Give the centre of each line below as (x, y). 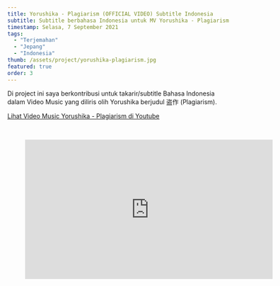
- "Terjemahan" (36, 40)
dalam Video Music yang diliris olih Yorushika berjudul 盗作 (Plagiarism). (112, 102)
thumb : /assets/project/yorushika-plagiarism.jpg (82, 60)
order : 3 (20, 73)
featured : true (30, 67)
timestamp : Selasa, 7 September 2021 (63, 27)
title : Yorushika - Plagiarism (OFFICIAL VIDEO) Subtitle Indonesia (110, 14)
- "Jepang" (30, 47)
